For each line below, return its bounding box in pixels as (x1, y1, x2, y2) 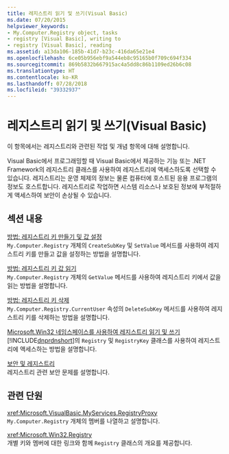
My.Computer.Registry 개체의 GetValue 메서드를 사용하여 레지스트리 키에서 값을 (7, 272, 221, 281)
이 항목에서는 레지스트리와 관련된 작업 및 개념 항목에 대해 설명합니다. (7, 142, 190, 151)
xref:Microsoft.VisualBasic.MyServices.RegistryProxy (7, 409, 158, 417)
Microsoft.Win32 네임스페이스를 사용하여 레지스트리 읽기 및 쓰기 (7, 327, 180, 336)
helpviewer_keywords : (7, 23, 69, 29)
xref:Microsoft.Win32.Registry (7, 430, 93, 439)
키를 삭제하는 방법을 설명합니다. (25, 313, 110, 321)
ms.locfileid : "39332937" (7, 86, 81, 93)
